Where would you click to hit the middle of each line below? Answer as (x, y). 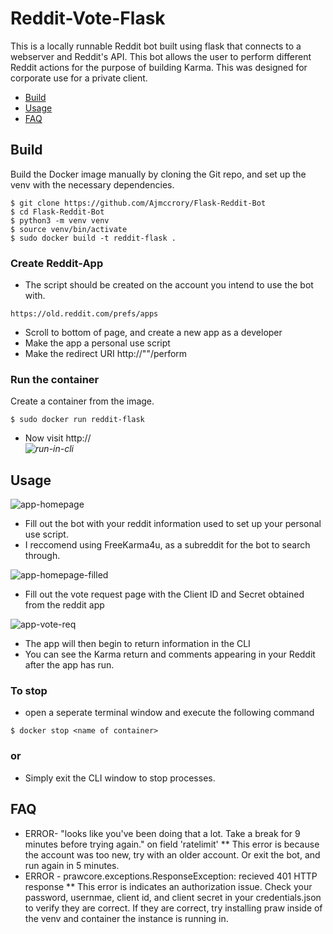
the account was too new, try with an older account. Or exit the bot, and (172, 854)
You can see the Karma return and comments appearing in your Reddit (170, 654)
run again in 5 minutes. (72, 865)
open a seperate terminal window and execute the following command (169, 713)
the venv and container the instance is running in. (126, 918)
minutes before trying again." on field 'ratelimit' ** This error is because (172, 844)
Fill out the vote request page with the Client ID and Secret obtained (164, 594)
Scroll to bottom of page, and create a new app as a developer (153, 333)
